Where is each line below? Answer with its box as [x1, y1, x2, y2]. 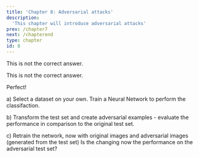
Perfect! [6, 83, 27, 90]
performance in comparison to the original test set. [6, 120, 135, 127]
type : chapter [6, 37, 43, 43]
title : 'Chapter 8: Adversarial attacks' [6, 9, 114, 15]
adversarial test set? [6, 145, 58, 152]
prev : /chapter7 [6, 26, 48, 32]
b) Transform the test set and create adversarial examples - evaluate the [6, 114, 189, 121]
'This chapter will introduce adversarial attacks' [12, 20, 147, 26]
